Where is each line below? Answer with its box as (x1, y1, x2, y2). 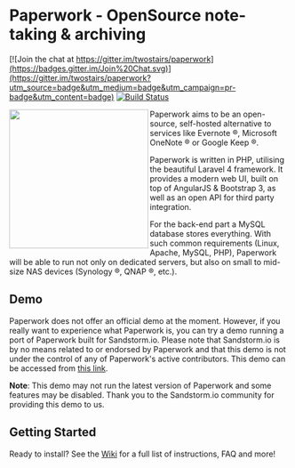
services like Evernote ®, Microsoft (149, 127, 277, 138)
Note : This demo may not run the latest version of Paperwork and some (9, 380, 272, 391)
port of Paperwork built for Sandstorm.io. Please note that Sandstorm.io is (9, 335, 280, 345)
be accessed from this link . (9, 362, 108, 374)
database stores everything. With (149, 228, 272, 238)
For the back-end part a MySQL (149, 219, 266, 230)
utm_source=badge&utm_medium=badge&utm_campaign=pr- (9, 82, 236, 93)
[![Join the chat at (9, 53, 75, 64)
